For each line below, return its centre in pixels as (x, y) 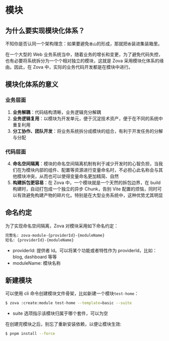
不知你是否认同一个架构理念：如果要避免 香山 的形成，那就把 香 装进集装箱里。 (84, 44)
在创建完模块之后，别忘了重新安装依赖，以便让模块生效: (64, 324)
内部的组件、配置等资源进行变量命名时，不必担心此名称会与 (97, 170)
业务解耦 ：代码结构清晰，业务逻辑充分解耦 (57, 112)
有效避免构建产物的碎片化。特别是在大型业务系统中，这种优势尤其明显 (90, 195)
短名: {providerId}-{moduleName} (40, 240)
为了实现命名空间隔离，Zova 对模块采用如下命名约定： (62, 226)
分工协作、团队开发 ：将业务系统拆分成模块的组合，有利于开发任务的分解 (88, 131)
